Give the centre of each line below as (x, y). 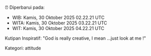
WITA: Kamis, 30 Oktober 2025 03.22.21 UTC (59, 23)
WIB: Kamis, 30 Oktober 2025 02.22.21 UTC (58, 18)
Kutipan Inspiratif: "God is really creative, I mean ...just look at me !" (75, 38)
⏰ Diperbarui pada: (25, 7)
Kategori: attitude (23, 48)
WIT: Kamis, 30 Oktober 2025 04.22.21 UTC (58, 28)
